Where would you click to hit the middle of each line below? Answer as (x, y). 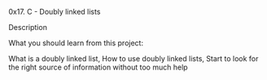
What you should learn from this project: (76, 43)
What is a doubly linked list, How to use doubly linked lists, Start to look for (133, 59)
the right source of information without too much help (98, 67)
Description (28, 27)
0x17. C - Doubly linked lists (55, 12)
